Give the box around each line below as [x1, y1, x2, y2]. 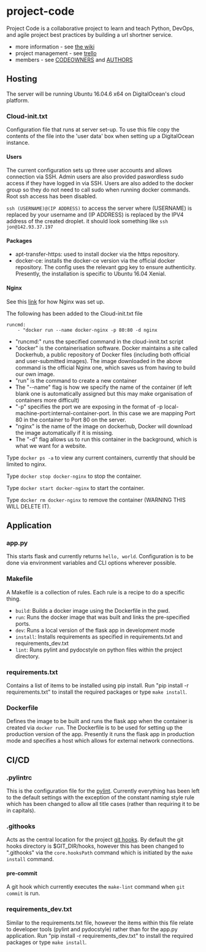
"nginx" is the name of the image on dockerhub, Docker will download [15, 422, 193, 430]
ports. [15, 620, 31, 627]
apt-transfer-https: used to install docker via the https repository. [15, 250, 180, 258]
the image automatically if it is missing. [15, 429, 113, 436]
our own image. [15, 370, 55, 378]
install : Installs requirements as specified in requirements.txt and [15, 633, 183, 640]
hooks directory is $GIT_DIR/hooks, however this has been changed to [6, 842, 185, 850]
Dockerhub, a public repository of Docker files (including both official [15, 351, 190, 358]
